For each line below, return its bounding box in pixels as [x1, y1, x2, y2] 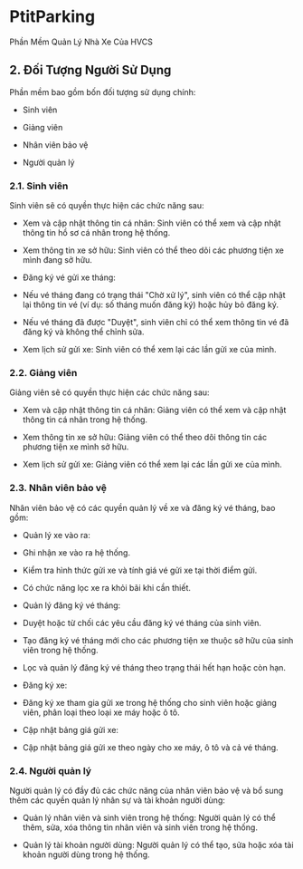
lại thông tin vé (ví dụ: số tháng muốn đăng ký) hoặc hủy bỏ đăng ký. [22, 299, 279, 310]
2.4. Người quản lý [9, 764, 92, 777]
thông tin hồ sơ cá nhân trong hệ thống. [22, 227, 171, 238]
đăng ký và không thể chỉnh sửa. [22, 326, 145, 337]
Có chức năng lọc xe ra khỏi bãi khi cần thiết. [22, 582, 192, 593]
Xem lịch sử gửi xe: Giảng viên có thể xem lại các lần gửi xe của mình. [22, 459, 282, 470]
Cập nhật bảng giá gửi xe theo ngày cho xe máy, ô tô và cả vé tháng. [22, 741, 279, 753]
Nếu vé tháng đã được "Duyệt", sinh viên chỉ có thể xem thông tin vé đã [22, 317, 289, 328]
